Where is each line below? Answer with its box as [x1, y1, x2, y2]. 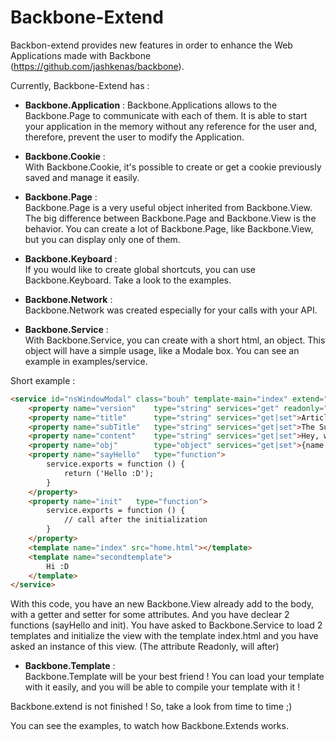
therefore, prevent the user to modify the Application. [24, 131, 245, 143]
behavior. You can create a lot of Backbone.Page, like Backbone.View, [24, 222, 314, 235]
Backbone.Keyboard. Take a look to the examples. [24, 274, 232, 286]
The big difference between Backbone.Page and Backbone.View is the [24, 212, 317, 224]
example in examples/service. [24, 355, 148, 367]
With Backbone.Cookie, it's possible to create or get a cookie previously [24, 161, 322, 173]
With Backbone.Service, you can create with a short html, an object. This [24, 334, 326, 346]
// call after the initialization [63, 515, 208, 525]
